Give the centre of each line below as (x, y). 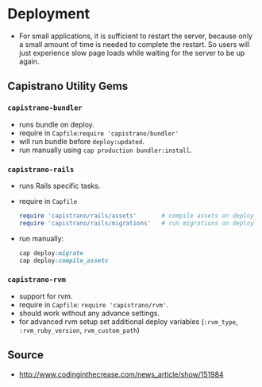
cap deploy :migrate (51, 253)
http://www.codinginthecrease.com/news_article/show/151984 (121, 374)
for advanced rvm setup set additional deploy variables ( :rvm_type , (129, 321)
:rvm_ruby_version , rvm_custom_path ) (79, 330)
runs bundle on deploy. (56, 124)
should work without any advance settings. (89, 313)
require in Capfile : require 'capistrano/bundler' (99, 133)
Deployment (49, 14)
